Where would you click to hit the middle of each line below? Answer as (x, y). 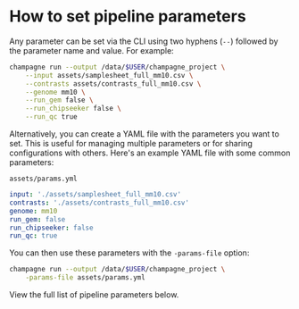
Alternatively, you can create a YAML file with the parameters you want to (144, 134)
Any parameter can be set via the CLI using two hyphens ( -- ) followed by (144, 41)
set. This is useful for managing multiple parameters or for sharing (131, 144)
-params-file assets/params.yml (85, 278)
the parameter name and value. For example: (91, 50)
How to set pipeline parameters (128, 17)
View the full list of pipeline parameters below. (94, 295)
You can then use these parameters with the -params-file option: (129, 253)
